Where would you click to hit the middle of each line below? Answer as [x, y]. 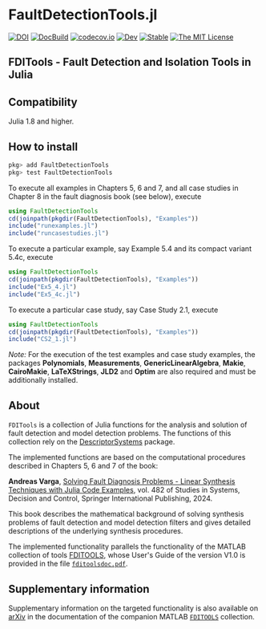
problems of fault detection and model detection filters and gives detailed [129, 522]
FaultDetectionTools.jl [83, 15]
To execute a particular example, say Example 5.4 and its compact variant [130, 249]
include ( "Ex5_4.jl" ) [43, 286]
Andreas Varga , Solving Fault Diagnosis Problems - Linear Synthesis [122, 481]
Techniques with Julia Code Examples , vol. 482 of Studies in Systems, [124, 490]
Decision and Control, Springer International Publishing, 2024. [111, 498]
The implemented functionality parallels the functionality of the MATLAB [127, 546]
